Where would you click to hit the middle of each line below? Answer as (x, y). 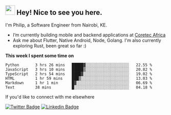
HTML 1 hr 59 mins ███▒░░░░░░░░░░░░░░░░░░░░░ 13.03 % (79, 78)
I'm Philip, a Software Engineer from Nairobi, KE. (56, 25)
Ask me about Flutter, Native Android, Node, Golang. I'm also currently (87, 40)
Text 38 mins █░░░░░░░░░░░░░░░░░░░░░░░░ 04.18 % (79, 87)
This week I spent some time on (40, 55)
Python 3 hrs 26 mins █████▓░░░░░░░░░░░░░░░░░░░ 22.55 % (79, 65)
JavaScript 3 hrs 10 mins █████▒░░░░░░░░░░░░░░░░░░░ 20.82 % (79, 70)
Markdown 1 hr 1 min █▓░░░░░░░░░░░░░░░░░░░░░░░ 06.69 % (79, 83)
